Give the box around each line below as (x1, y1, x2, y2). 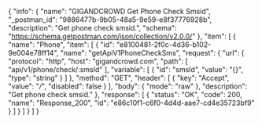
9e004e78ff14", (8, 49, 59, 57)
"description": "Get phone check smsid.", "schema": (8, 24, 177, 32)
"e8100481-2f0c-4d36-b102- (116, 40, 212, 49)
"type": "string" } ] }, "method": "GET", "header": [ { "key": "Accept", (8, 74, 230, 82)
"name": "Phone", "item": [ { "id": (8, 40, 116, 49)
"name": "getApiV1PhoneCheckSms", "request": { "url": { (60, 49, 245, 57)
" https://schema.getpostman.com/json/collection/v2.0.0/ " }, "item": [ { (8, 31, 236, 41)
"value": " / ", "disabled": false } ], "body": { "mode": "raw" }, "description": (8, 81, 248, 91)
